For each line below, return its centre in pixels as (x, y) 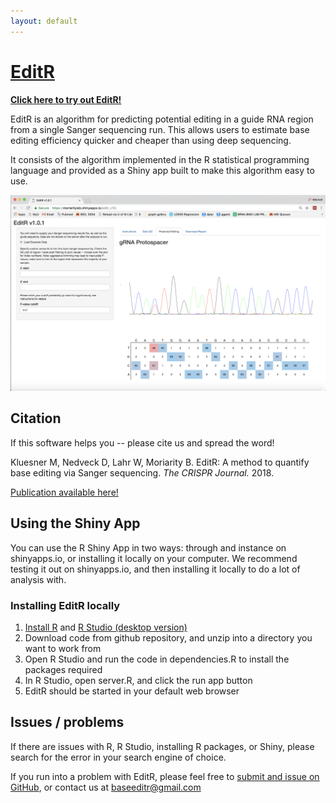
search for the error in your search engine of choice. (118, 757)
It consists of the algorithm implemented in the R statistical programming (160, 159)
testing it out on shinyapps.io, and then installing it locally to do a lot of (155, 569)
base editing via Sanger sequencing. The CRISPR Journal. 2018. (142, 472)
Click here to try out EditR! (66, 99)
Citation (36, 418)
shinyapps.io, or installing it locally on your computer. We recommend (154, 558)
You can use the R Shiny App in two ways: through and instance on (148, 547)
